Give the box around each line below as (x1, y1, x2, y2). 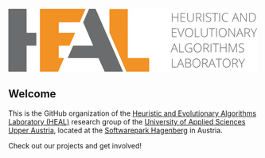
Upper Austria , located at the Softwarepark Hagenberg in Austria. (8, 125, 223, 135)
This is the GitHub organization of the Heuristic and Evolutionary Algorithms (8, 109, 257, 118)
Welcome (8, 87, 57, 101)
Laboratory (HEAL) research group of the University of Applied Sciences (8, 117, 246, 126)
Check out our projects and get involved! (8, 140, 142, 150)
